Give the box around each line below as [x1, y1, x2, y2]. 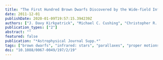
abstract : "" [5, 30, 32, 34]
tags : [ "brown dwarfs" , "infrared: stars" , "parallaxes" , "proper [5, 43, 142, 48]
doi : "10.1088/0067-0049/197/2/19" [5, 47, 77, 52]
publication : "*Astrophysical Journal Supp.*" [5, 39, 101, 44]
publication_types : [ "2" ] [5, 25, 57, 30]
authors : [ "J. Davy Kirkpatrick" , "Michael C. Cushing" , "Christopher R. [5, 20, 158, 26]
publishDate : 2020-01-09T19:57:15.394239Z [5, 16, 92, 21]
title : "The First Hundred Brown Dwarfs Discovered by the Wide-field [5, 7, 151, 12]
